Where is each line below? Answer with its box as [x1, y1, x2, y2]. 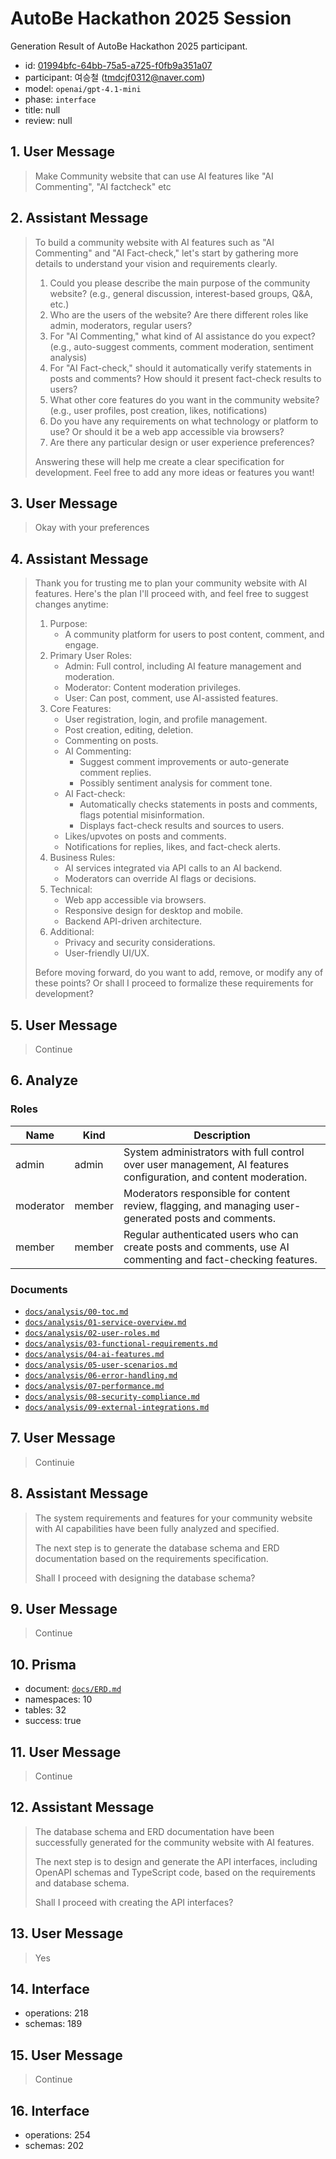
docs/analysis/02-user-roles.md [24, 1328, 160, 1338]
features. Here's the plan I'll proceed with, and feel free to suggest [34, 588, 309, 600]
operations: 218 [24, 2007, 89, 2019]
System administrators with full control [123, 1145, 305, 1159]
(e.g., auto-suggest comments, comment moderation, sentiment [49, 340, 314, 352]
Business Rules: [49, 852, 116, 864]
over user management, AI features [123, 1157, 290, 1171]
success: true [24, 1715, 82, 1727]
